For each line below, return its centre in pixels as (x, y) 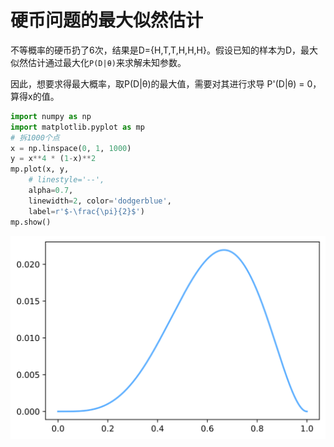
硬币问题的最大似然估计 (107, 20)
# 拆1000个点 (35, 137)
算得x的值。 (35, 96)
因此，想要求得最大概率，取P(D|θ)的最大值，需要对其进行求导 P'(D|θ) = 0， (166, 83)
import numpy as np (51, 116)
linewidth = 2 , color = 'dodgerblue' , (100, 201)
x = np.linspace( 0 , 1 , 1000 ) (71, 148)
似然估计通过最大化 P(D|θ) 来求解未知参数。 (98, 62)
